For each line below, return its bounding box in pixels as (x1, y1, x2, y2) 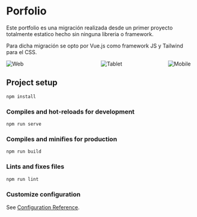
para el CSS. (6, 48, 37, 55)
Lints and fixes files (6, 162, 65, 171)
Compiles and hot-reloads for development (6, 107, 135, 115)
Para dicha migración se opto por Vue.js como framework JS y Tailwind (6, 42, 183, 49)
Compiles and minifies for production (6, 135, 117, 143)
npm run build (6, 148, 42, 154)
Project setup (6, 78, 58, 88)
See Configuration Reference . (6, 203, 80, 211)
